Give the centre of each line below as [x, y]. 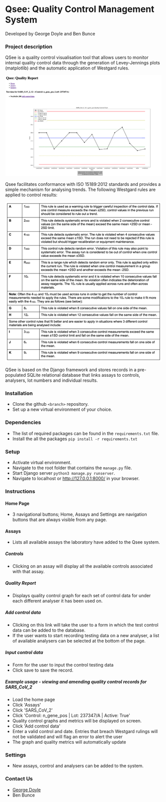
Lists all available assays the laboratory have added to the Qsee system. [86, 542]
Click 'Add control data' [36, 726]
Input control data [24, 652]
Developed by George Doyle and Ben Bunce [50, 33]
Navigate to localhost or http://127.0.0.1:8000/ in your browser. [76, 478]
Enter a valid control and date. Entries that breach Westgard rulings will [85, 732]
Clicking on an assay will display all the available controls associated [83, 566]
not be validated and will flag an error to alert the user [67, 737]
